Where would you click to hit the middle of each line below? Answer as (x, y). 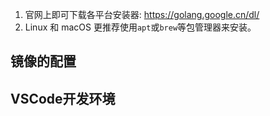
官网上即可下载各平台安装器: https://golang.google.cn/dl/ (142, 14)
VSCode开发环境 (63, 98)
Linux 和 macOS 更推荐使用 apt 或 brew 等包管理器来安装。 (140, 27)
